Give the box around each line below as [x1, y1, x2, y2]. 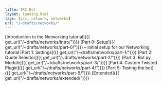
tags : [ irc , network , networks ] [5, 16, 71, 21]
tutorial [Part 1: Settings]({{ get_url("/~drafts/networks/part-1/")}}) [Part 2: [5, 50, 153, 55]
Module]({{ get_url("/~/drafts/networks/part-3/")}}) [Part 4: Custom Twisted [5, 60, 157, 66]
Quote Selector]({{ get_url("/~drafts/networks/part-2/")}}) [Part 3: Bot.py [5, 54, 151, 61]
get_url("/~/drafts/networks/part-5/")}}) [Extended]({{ [11, 70, 120, 76]
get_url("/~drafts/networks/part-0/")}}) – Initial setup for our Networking [5, 44, 150, 50]
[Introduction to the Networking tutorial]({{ [5, 34, 90, 40]
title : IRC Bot [5, 7, 36, 12]
